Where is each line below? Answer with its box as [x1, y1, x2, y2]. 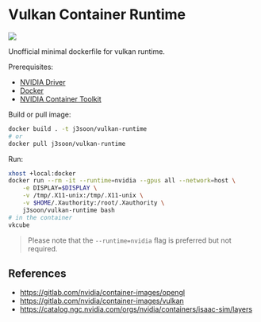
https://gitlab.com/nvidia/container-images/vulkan [19, 296, 184, 306]
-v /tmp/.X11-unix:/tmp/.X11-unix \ [22, 192, 144, 200]
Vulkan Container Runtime [8, 6, 186, 24]
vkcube [8, 220, 30, 229]
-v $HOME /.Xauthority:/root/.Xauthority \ [22, 199, 165, 207]
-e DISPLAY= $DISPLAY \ [22, 184, 98, 192]
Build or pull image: [8, 109, 71, 119]
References [8, 266, 67, 280]
